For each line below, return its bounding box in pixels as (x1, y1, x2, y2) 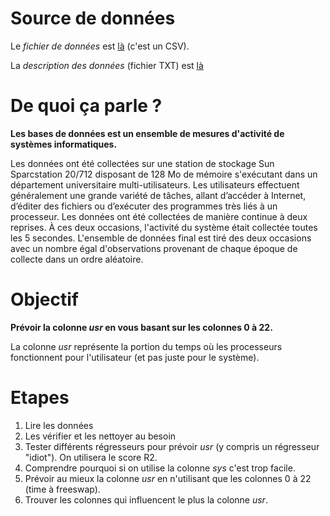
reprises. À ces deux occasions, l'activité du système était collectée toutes (10, 221, 318, 233)
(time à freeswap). (24, 483, 101, 495)
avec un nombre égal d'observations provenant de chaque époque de (10, 242, 298, 254)
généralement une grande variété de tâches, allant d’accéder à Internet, (10, 189, 307, 201)
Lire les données (24, 419, 94, 431)
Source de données (10, 7, 176, 30)
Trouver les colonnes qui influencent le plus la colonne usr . (24, 493, 268, 506)
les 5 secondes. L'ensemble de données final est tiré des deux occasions (10, 232, 312, 244)
